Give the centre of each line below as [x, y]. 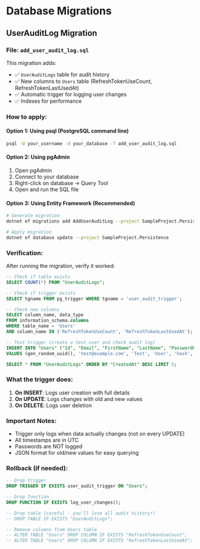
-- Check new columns [33, 309]
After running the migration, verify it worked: [61, 266]
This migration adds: [31, 63]
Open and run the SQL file [47, 190]
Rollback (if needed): [37, 468]
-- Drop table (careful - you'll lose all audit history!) [81, 513]
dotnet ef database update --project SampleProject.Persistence [87, 238]
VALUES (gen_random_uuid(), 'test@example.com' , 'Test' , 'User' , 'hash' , [100, 353]
